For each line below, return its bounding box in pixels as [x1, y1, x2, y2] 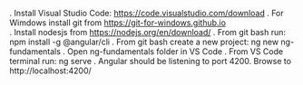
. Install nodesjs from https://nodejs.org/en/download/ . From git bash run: [9, 27, 286, 37]
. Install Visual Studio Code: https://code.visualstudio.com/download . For [9, 8, 284, 18]
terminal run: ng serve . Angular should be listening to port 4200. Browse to [9, 56, 292, 66]
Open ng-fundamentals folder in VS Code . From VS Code [67, 46, 284, 57]
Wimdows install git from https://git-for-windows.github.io [9, 17, 227, 28]
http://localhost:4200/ [9, 65, 93, 76]
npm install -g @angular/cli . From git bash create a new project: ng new [9, 36, 279, 47]
